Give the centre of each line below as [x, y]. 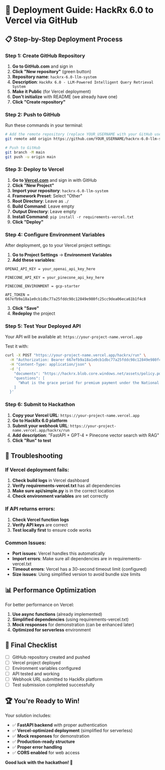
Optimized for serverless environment [51, 630]
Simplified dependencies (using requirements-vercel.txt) [70, 619]
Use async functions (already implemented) [57, 614]
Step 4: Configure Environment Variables [55, 234]
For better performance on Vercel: [40, 605]
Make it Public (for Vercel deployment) [52, 91]
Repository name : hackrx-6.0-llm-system [54, 77]
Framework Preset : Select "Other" [47, 195]
